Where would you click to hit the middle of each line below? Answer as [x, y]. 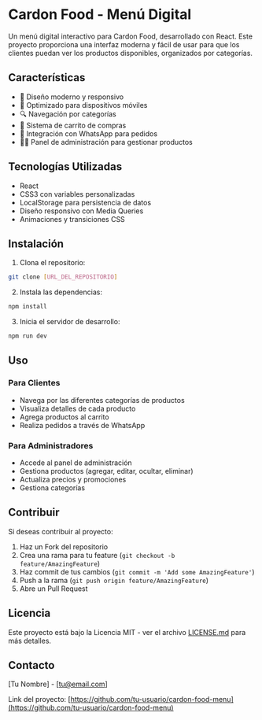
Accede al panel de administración [76, 463]
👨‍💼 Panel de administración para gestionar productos [106, 142]
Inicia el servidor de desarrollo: [70, 322]
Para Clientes [34, 383]
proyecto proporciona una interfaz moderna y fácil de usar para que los [124, 44]
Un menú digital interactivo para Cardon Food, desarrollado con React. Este [131, 36]
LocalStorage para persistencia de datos [85, 202]
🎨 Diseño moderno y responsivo [72, 97]
